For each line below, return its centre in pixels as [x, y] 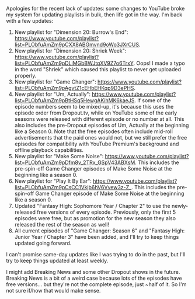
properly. [25, 76]
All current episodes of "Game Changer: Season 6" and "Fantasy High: [100, 231]
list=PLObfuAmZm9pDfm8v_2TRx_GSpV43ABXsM [75, 162]
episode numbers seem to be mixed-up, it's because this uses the [94, 107]
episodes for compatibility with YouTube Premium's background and [97, 144]
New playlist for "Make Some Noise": [59, 156]
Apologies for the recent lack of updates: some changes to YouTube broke [95, 8]
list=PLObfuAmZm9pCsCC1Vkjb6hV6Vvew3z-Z [72, 187]
